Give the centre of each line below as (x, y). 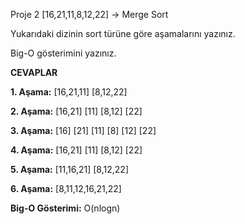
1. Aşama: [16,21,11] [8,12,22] (69, 92)
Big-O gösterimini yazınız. (63, 53)
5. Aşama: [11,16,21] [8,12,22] (69, 169)
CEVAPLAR (34, 72)
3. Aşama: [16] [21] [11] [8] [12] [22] (83, 130)
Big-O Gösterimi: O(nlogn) (65, 208)
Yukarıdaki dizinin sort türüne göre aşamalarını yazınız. (123, 33)
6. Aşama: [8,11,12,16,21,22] (66, 188)
